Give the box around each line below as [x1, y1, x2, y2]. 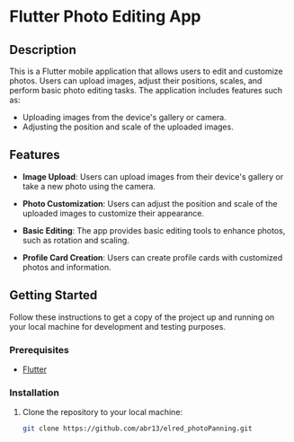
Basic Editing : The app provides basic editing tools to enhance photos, [22, 225, 286, 235]
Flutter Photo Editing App [9, 6, 201, 27]
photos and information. [22, 261, 111, 272]
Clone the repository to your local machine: [22, 407, 183, 418]
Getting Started [9, 287, 98, 303]
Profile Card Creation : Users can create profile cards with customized [22, 252, 283, 262]
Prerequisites [9, 343, 69, 356]
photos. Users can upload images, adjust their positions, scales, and [9, 75, 263, 86]
